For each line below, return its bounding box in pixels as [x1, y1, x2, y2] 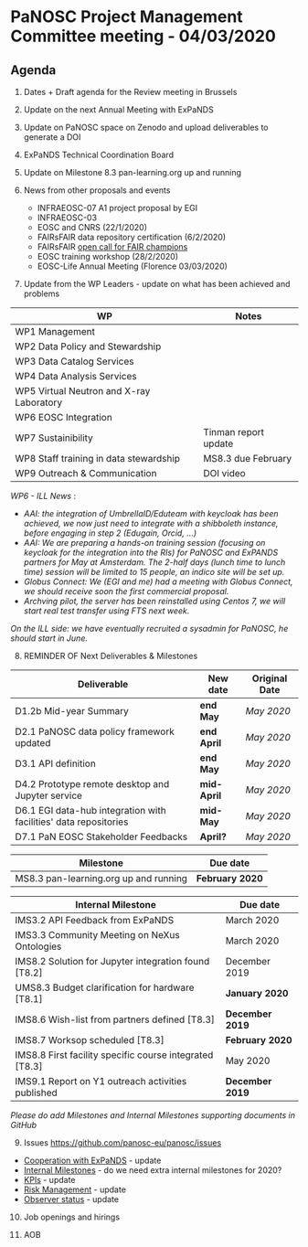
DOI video [203, 467, 246, 479]
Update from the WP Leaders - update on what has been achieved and [23, 279, 291, 289]
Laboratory [15, 396, 63, 409]
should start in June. [10, 633, 88, 644]
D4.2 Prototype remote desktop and [15, 778, 170, 790]
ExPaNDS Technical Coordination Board [23, 149, 175, 160]
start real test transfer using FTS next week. [23, 605, 190, 616]
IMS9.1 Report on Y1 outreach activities [15, 1075, 187, 1087]
